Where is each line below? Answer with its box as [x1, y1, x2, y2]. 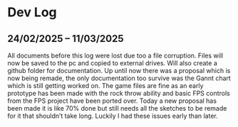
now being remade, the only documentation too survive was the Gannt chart [7, 74, 232, 82]
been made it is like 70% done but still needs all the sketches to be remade [7, 104, 227, 112]
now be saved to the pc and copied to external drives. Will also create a [7, 59, 217, 67]
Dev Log [7, 4, 57, 21]
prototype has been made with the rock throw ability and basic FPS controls [7, 89, 230, 97]
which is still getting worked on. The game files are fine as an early [7, 82, 204, 89]
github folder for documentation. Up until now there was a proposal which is [7, 67, 231, 74]
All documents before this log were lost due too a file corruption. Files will [7, 51, 223, 60]
